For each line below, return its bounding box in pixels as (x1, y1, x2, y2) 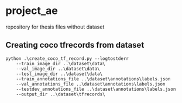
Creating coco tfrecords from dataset (5, 40, 145, 50)
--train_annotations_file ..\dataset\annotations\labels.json (16, 76, 171, 82)
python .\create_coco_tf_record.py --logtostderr (5, 55, 129, 62)
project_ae (5, 4, 58, 17)
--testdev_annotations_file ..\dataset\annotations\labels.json (16, 86, 176, 92)
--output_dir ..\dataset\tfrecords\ (16, 91, 106, 97)
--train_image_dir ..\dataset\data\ (16, 61, 106, 66)
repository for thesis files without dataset (5, 23, 105, 30)
